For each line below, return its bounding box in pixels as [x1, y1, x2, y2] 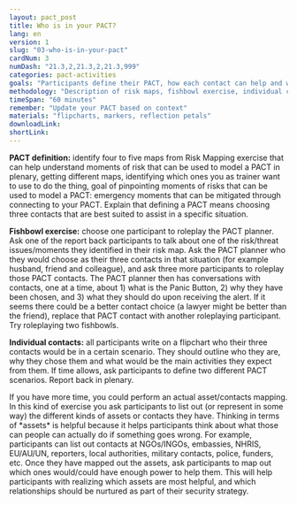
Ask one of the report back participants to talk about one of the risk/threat [9, 235, 279, 246]
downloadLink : [9, 120, 62, 129]
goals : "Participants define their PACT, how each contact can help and [9, 79, 283, 88]
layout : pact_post [9, 12, 77, 22]
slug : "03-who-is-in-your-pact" [9, 46, 128, 55]
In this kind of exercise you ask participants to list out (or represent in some [9, 401, 284, 411]
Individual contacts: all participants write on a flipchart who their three [9, 337, 268, 348]
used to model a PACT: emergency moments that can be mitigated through [9, 189, 281, 200]
